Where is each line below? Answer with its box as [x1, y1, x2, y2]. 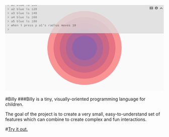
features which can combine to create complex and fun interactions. [5, 116, 147, 122]
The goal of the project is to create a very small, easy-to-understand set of [5, 111, 160, 117]
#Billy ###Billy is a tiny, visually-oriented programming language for [5, 96, 146, 102]
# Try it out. [5, 126, 28, 132]
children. [5, 101, 24, 107]
